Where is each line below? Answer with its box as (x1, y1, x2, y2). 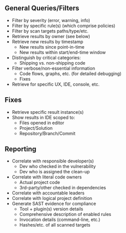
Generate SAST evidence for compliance (11, 200, 96, 207)
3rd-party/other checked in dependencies (19, 185, 106, 191)
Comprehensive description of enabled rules (19, 211, 111, 217)
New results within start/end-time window (19, 49, 106, 55)
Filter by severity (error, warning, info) (11, 17, 90, 23)
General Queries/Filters (4, 4, 79, 13)
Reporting (4, 145, 36, 153)
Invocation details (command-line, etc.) (19, 216, 100, 222)
